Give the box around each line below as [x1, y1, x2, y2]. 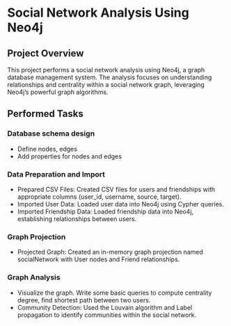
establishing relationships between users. [17, 214, 137, 223]
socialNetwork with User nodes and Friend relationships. [17, 255, 180, 263]
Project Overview [7, 47, 84, 59]
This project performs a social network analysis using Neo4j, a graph [7, 66, 205, 74]
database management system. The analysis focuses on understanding [7, 73, 212, 81]
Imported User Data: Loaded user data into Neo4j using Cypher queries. [17, 199, 224, 208]
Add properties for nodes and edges [17, 152, 122, 161]
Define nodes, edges [17, 145, 78, 153]
